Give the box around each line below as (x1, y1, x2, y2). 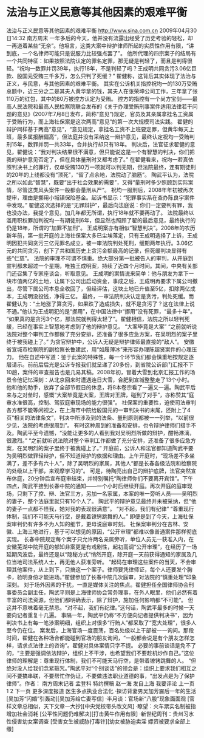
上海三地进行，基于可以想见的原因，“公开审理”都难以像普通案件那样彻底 (16, 528, 197, 535)
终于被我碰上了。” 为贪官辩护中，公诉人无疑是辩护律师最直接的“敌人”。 (6, 338, 183, 345)
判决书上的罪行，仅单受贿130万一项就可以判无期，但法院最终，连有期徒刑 (11, 163, 196, 171)
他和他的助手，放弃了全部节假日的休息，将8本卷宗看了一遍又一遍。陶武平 (6, 383, 191, 391)
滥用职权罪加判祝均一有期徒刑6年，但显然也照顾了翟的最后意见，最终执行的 (6, 216, 196, 224)
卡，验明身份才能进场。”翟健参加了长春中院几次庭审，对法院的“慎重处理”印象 (6, 573, 197, 581)
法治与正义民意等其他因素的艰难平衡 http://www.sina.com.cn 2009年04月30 (6, 27, 197, 34)
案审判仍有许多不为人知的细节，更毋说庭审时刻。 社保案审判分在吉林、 (6, 520, 183, 527)
